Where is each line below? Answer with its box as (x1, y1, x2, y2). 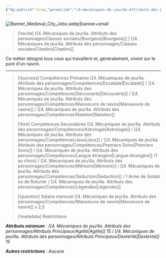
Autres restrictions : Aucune (5, 248, 65, 254)
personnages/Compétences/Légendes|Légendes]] (17, 184, 121, 190)
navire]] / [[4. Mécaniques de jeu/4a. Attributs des (17, 106, 120, 112)
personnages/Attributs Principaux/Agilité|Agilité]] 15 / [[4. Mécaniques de (5, 228, 155, 234)
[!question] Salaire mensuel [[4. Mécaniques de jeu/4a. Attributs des (17, 193, 157, 199)
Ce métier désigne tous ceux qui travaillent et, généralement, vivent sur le (5, 55, 156, 62)
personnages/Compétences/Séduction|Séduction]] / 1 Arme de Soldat (17, 173, 160, 179)
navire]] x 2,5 (17, 204, 45, 210)
